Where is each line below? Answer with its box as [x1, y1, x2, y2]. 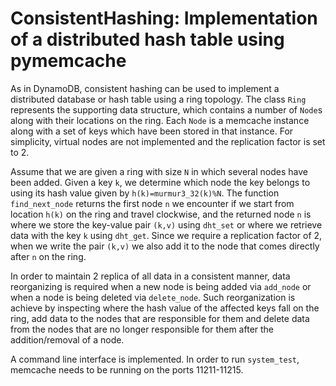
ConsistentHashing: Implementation [10, 7, 318, 30]
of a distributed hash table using [10, 28, 285, 51]
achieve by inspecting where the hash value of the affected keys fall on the [10, 302, 320, 314]
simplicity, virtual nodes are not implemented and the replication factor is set [10, 135, 326, 147]
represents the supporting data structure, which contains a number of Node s [10, 103, 323, 116]
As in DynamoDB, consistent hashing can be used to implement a [10, 82, 280, 94]
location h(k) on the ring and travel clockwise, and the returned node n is [10, 208, 312, 220]
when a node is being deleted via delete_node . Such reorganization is [10, 291, 296, 303]
